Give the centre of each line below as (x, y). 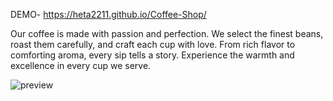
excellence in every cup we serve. (81, 65)
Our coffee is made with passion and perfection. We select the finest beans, (167, 33)
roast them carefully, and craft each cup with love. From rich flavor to (153, 44)
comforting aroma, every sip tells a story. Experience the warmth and (152, 55)
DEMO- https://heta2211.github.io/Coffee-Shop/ (108, 14)
